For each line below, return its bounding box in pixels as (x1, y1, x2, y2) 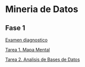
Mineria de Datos (5, 4, 78, 15)
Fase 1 (5, 24, 25, 32)
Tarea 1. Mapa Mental (5, 47, 50, 52)
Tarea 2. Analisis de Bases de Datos (5, 56, 80, 62)
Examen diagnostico (5, 37, 48, 43)
